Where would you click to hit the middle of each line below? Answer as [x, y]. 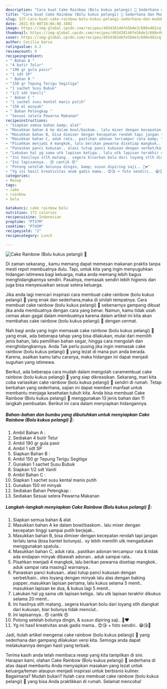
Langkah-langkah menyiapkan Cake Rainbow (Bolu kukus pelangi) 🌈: [79, 507]
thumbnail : [17, 33]
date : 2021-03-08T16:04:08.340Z [39, 24]
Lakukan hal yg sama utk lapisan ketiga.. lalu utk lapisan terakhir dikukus [87, 593]
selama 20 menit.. [31, 599]
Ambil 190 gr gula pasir [36, 443]
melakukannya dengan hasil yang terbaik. [48, 645]
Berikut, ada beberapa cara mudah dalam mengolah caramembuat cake [79, 372]
